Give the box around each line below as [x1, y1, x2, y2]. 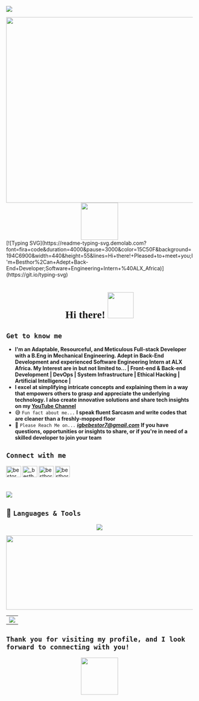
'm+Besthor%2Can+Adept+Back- [6, 258, 89, 266]
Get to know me [6, 331, 62, 340]
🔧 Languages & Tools [6, 508, 81, 518]
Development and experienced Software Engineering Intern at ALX [14, 358, 182, 365]
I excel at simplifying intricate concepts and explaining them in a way [14, 384, 188, 390]
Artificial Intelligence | [14, 377, 71, 384]
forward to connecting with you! [6, 643, 130, 652]
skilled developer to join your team [14, 434, 102, 441]
